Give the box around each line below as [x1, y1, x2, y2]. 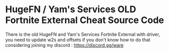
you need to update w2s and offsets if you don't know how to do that [5, 37, 151, 43]
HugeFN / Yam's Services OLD [5, 4, 136, 15]
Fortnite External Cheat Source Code [5, 14, 164, 26]
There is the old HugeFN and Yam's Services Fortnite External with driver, [5, 31, 160, 37]
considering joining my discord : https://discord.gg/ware [5, 42, 124, 48]
